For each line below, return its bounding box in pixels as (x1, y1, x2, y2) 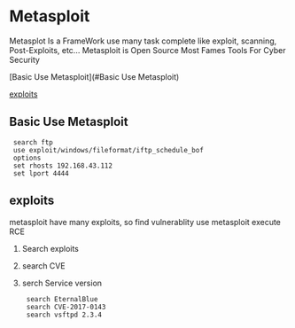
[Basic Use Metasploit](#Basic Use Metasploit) (9, 71, 180, 82)
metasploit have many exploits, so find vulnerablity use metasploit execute (9, 216, 282, 227)
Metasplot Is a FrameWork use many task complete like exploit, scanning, (9, 35, 277, 46)
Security (9, 54, 40, 65)
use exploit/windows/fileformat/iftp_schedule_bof (12, 145, 204, 154)
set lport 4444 (12, 168, 69, 178)
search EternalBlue (26, 294, 98, 303)
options (12, 153, 42, 162)
